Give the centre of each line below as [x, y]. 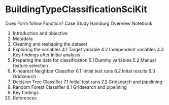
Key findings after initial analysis [46, 55]
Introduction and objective [40, 33]
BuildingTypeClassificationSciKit [76, 9]
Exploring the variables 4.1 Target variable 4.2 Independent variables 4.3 [88, 49]
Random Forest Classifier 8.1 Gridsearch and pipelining [70, 87]
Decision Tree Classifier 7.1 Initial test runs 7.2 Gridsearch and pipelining [87, 82]
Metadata [23, 39]
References [25, 98]
